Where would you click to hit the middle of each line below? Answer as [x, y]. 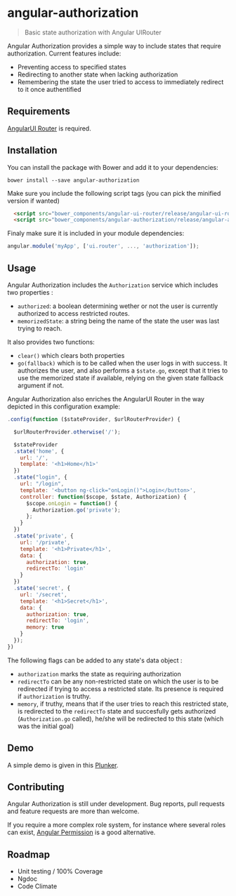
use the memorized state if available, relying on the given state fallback [120, 378]
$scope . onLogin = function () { [72, 503]
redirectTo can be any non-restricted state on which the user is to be [118, 681]
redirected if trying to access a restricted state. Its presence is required [120, 688]
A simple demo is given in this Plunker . [63, 765]
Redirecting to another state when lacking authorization [98, 74]
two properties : [31, 292]
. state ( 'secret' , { [42, 588]
